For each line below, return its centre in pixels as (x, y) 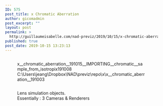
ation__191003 (31, 79)
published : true (21, 41)
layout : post (18, 28)
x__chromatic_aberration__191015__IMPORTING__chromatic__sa (80, 64)
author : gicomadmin (25, 18)
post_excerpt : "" (23, 23)
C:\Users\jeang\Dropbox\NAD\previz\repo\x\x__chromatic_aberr (81, 74)
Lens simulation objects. (41, 93)
